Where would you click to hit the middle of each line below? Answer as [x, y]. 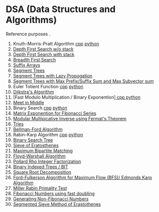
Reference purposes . [28, 34]
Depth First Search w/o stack [43, 49]
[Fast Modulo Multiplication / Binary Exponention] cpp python [76, 97]
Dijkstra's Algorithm [33, 92]
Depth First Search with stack [44, 54]
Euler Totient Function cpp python [48, 86]
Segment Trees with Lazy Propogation [53, 76]
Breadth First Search [34, 59]
